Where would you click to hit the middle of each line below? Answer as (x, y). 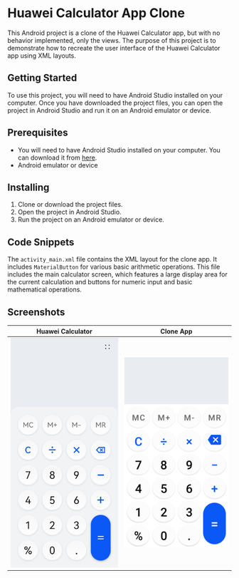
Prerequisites (38, 133)
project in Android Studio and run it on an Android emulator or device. (109, 110)
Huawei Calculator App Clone (96, 13)
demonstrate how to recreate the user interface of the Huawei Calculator (114, 48)
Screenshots (36, 312)
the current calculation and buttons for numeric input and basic (100, 282)
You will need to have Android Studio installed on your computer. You (119, 150)
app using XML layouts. (42, 56)
